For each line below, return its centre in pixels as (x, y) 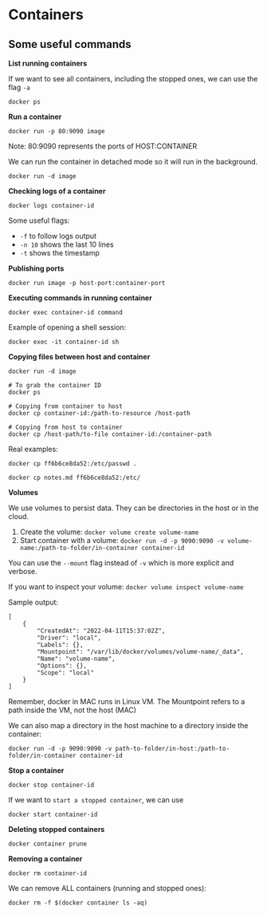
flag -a (19, 87)
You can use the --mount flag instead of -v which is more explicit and (121, 563)
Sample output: (33, 602)
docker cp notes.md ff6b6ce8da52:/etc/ (75, 477)
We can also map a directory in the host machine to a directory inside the (128, 725)
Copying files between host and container (79, 356)
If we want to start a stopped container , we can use (96, 800)
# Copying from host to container (66, 427)
